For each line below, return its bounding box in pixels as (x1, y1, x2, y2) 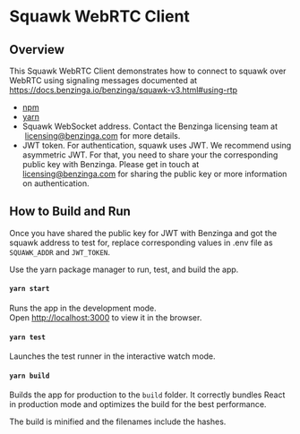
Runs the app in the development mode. (9, 302, 157, 314)
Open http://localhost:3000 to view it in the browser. (9, 312, 202, 323)
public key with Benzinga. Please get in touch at (21, 159, 200, 169)
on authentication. (21, 178, 90, 189)
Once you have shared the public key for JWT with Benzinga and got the (9, 227, 278, 238)
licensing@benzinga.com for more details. (24, 131, 181, 140)
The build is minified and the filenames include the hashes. (9, 416, 227, 427)
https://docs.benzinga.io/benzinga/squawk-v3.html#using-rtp (9, 85, 238, 95)
